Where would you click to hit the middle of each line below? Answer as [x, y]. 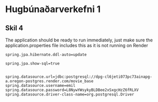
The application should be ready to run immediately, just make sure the [79, 40]
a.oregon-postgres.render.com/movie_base [49, 81]
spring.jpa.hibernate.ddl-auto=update [46, 55]
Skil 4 [14, 28]
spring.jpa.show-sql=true [32, 64]
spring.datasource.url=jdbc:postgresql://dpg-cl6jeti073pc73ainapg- [79, 77]
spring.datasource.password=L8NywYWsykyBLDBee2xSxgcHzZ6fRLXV [72, 90]
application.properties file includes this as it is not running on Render [77, 45]
